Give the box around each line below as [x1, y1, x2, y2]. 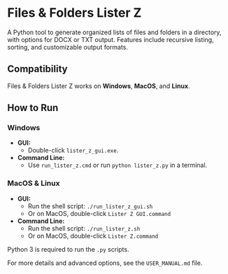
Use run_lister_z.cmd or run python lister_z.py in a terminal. [27, 161, 208, 169]
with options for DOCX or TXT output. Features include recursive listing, [7, 35, 215, 43]
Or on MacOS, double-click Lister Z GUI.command [27, 209, 171, 217]
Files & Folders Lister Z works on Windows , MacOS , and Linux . [7, 82, 190, 90]
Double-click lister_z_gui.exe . [27, 146, 119, 154]
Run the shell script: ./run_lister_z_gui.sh [27, 201, 153, 210]
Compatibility [7, 63, 68, 75]
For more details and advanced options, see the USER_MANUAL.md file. [7, 259, 203, 267]
